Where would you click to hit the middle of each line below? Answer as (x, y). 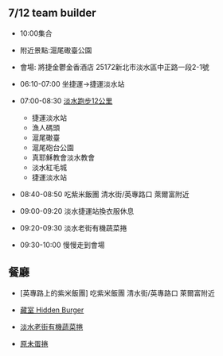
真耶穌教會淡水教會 (63, 157)
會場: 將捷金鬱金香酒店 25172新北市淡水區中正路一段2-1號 (114, 67)
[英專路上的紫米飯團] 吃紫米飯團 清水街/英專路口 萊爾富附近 (117, 292)
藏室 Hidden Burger (52, 310)
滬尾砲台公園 (53, 147)
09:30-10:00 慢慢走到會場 (62, 245)
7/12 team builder (53, 13)
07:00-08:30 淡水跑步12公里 (66, 101)
